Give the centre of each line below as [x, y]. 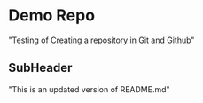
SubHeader [40, 68]
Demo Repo [51, 16]
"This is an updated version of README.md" [89, 89]
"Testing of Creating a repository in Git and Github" [101, 40]
